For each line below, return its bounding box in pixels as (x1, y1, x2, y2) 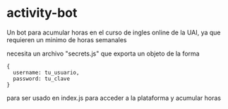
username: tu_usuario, (13, 69, 80, 76)
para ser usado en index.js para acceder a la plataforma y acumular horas (6, 94, 222, 102)
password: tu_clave (13, 75, 71, 82)
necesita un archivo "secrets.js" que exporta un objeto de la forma (6, 49, 200, 58)
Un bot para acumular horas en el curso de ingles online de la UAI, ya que (6, 28, 221, 37)
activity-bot (6, 5, 78, 21)
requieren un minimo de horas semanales (6, 35, 127, 44)
